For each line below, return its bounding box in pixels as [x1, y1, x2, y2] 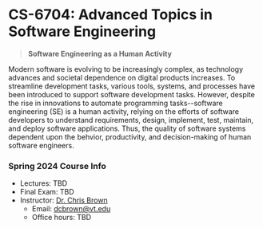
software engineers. [8, 140, 74, 150]
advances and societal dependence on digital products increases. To [8, 73, 236, 82]
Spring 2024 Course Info [8, 160, 106, 171]
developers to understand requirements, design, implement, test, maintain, [8, 115, 254, 124]
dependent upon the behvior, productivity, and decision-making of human [8, 132, 252, 141]
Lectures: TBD [19, 179, 68, 188]
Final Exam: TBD [19, 187, 74, 197]
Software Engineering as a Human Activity [27, 49, 172, 58]
